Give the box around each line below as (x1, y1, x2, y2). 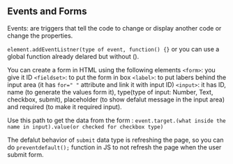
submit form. (7, 150, 44, 158)
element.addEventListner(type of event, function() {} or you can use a (7, 44, 220, 53)
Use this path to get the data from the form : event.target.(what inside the (7, 116, 226, 124)
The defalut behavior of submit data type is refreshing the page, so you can (7, 136, 224, 144)
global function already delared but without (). (7, 52, 140, 60)
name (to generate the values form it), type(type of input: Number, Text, (7, 88, 213, 96)
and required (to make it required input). (7, 102, 122, 110)
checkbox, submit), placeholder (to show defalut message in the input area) (7, 95, 225, 104)
